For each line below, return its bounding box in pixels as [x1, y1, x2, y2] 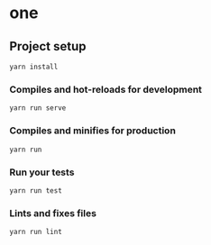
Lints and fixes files [9, 206, 97, 219]
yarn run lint [9, 228, 63, 237]
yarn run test [9, 186, 63, 195]
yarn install [9, 62, 59, 71]
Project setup [9, 39, 87, 54]
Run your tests [9, 166, 75, 178]
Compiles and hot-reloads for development [9, 83, 203, 95]
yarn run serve [9, 104, 67, 113]
